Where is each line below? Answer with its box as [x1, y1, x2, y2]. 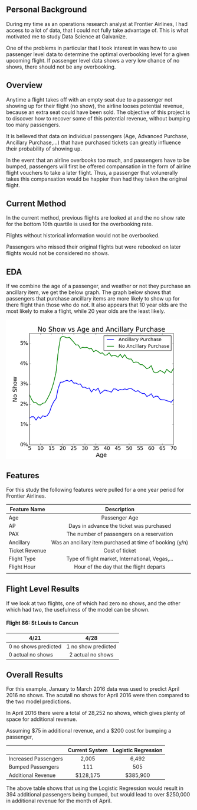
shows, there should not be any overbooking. [6, 63, 116, 70]
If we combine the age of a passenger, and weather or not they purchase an [6, 283, 191, 290]
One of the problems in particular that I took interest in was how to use [6, 44, 178, 51]
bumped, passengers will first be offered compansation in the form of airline [6, 162, 192, 170]
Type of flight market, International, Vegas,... [66, 555, 174, 563]
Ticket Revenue [8, 547, 47, 554]
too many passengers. [6, 121, 61, 128]
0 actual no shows [8, 651, 53, 658]
